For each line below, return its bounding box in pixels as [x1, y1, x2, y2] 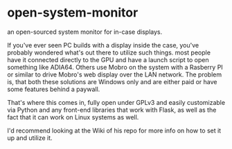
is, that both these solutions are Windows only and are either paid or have [7, 77, 217, 86]
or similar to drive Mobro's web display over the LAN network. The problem [7, 70, 222, 79]
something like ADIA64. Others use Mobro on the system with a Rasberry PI [7, 63, 223, 71]
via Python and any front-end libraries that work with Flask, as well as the [7, 106, 217, 114]
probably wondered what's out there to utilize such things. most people [7, 48, 211, 57]
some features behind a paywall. [7, 85, 100, 93]
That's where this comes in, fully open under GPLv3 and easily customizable [7, 98, 226, 106]
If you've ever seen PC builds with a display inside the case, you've [7, 41, 199, 49]
